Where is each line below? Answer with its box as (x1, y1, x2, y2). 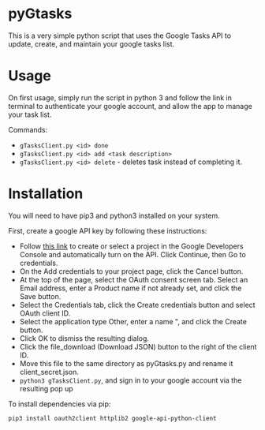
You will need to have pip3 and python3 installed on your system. (8, 211, 221, 220)
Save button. (19, 291, 62, 301)
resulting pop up (19, 383, 73, 393)
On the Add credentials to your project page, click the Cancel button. (19, 266, 244, 276)
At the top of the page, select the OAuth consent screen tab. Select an (19, 275, 248, 284)
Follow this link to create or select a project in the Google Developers (19, 241, 244, 251)
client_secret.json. (19, 367, 79, 376)
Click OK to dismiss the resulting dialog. (19, 333, 150, 343)
